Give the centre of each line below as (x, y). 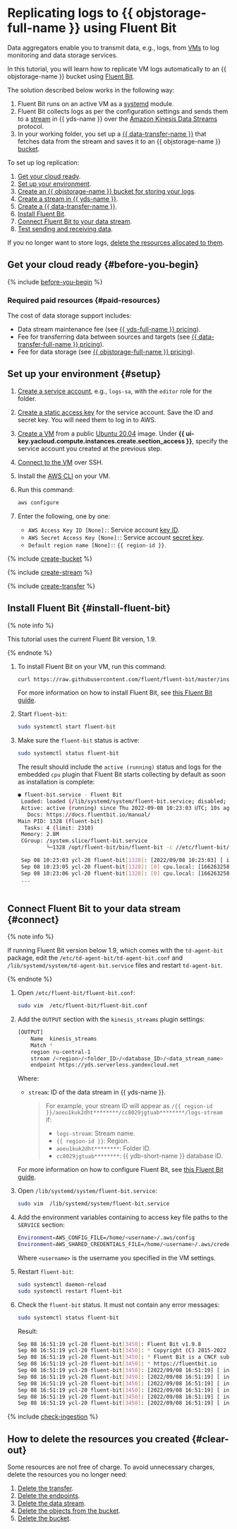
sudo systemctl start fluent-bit (67, 727)
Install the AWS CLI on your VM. (64, 476)
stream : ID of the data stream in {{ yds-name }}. (97, 1092)
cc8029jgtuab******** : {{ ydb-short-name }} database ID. (140, 1156)
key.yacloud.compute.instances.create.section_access (101, 441)
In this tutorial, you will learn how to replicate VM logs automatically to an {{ (117, 69)
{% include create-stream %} (50, 572)
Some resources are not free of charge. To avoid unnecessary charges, (111, 1467)
